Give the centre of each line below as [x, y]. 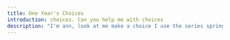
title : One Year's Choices [46, 13]
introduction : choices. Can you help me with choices [86, 20]
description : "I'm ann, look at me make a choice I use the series [105, 26]
